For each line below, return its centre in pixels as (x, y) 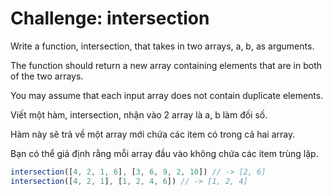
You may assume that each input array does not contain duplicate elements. (167, 95)
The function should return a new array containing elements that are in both (166, 65)
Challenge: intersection (110, 18)
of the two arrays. (47, 76)
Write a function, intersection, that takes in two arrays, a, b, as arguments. (162, 46)
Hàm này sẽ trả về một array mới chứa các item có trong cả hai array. (153, 134)
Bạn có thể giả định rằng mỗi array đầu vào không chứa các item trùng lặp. (164, 153)
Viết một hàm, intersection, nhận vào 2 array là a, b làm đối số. (139, 114)
